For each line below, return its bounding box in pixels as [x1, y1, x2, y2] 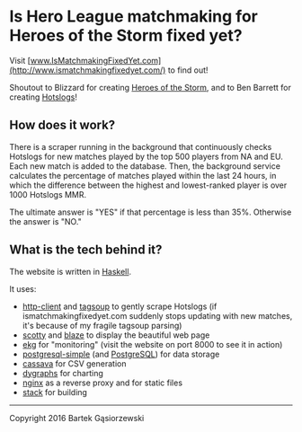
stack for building [22, 386, 88, 397]
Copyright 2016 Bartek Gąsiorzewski [9, 412, 145, 423]
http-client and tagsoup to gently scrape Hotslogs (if [22, 301, 218, 312]
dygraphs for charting [22, 367, 103, 378]
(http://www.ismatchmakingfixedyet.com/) [9, 65, 166, 75]
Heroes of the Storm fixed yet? [9, 25, 243, 46]
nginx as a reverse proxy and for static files [22, 377, 182, 388]
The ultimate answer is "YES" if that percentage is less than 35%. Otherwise [9, 207, 292, 217]
